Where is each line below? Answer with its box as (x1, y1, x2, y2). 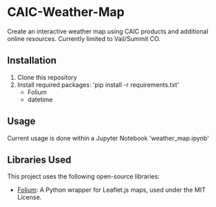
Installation (7, 55, 57, 67)
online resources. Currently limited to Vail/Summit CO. (7, 34, 161, 42)
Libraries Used (7, 154, 71, 165)
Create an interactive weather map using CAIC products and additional (7, 27, 209, 35)
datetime (27, 95, 53, 104)
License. (17, 193, 42, 201)
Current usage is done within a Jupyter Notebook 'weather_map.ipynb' (7, 133, 210, 142)
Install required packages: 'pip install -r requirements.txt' (17, 81, 179, 89)
